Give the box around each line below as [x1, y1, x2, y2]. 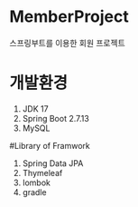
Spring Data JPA [22, 157, 84, 169]
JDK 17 [22, 103, 49, 114]
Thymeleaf [22, 167, 63, 178]
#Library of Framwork [9, 140, 90, 151]
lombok [22, 177, 51, 188]
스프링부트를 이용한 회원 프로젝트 [9, 37, 126, 48]
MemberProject [9, 6, 129, 27]
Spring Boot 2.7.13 [22, 113, 90, 123]
